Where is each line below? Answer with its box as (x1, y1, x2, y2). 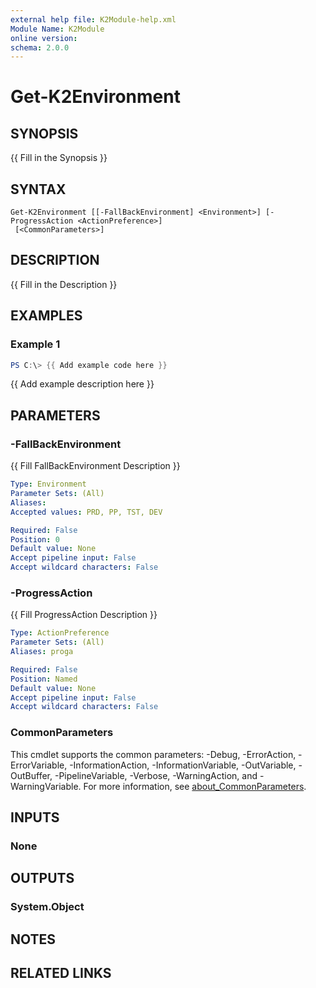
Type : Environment (10, 479, 87, 490)
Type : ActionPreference (10, 628, 110, 638)
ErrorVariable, (10, 759, 68, 771)
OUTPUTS (10, 870, 75, 887)
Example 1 (10, 337, 61, 351)
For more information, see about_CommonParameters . (83, 780, 307, 792)
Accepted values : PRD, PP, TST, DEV (10, 507, 163, 517)
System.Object (10, 900, 85, 914)
